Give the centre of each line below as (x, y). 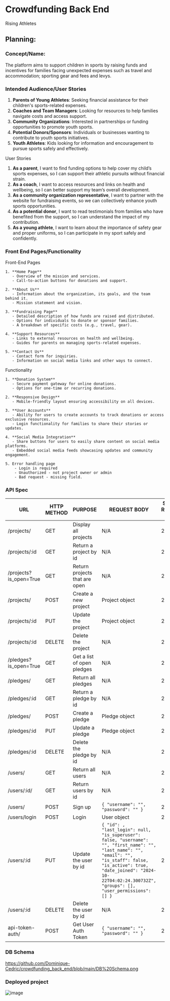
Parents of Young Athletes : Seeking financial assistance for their (80, 100)
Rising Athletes (21, 23)
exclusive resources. (28, 419)
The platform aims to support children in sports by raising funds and (76, 65)
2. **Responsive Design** (32, 397)
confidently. (25, 238)
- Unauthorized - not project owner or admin (63, 473)
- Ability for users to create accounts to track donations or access (88, 415)
